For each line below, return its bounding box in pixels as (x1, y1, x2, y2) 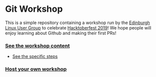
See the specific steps (12, 53, 58, 59)
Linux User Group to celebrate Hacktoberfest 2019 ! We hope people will (5, 25, 152, 30)
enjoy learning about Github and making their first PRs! (5, 30, 117, 36)
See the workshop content (5, 42, 70, 49)
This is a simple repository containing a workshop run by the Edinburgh (5, 20, 151, 26)
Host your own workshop (5, 66, 67, 73)
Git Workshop (5, 3, 63, 15)
